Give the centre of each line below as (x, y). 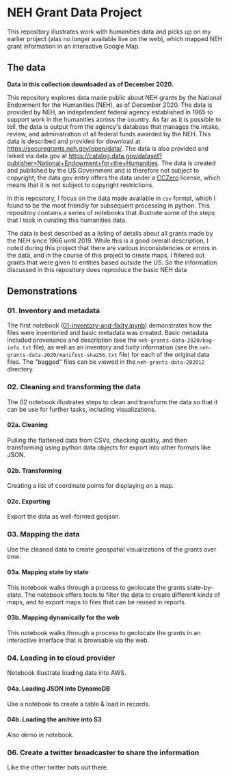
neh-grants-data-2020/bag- (177, 341)
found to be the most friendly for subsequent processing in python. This (109, 205)
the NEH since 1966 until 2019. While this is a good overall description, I (108, 241)
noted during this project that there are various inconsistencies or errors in (112, 247)
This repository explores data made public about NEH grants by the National (114, 97)
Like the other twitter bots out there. (58, 767)
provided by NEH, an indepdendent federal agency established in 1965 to (110, 112)
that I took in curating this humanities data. (67, 220)
